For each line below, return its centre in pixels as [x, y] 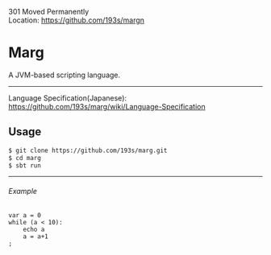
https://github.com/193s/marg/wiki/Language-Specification [107, 106]
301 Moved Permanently [49, 12]
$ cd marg [25, 158]
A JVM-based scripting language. [65, 75]
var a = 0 [25, 215]
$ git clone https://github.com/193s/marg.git [88, 150]
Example [23, 191]
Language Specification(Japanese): [68, 98]
